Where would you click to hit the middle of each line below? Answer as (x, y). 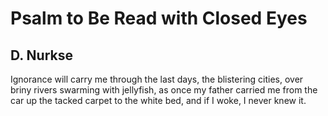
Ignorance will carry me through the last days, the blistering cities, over (157, 79)
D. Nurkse (41, 55)
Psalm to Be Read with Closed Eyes (159, 18)
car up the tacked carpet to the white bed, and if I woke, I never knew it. (158, 100)
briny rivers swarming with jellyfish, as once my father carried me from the (164, 90)
